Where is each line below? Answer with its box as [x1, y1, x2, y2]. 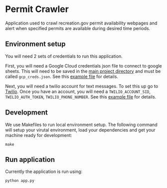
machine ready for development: [5, 132, 72, 138]
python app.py [5, 178, 35, 183]
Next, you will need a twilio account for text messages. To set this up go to [5, 83, 159, 89]
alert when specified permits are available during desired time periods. [5, 25, 151, 31]
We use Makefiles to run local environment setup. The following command [5, 121, 158, 127]
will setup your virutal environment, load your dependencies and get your [5, 126, 156, 133]
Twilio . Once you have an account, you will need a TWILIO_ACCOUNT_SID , [5, 88, 151, 94]
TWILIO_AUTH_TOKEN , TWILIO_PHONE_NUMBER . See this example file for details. [5, 93, 157, 99]
